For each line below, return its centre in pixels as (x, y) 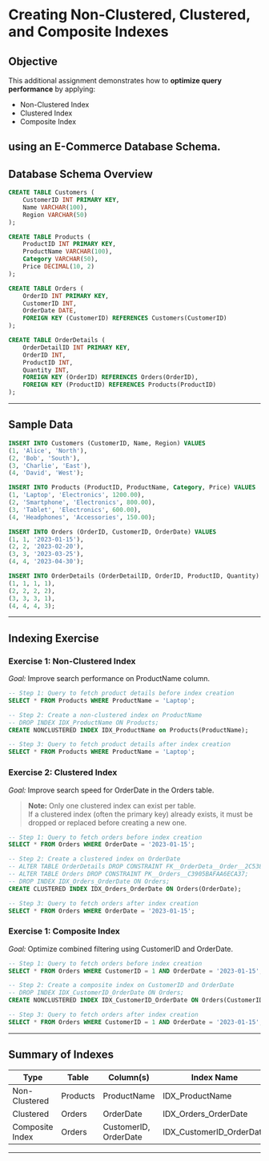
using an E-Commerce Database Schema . (115, 147)
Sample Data (41, 425)
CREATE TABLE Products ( (50, 237)
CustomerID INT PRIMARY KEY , (71, 200)
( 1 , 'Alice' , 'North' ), (48, 450)
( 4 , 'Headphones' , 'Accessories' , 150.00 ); (82, 517)
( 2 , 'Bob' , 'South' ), (44, 458)
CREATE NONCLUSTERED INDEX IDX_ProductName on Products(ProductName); (128, 730)
